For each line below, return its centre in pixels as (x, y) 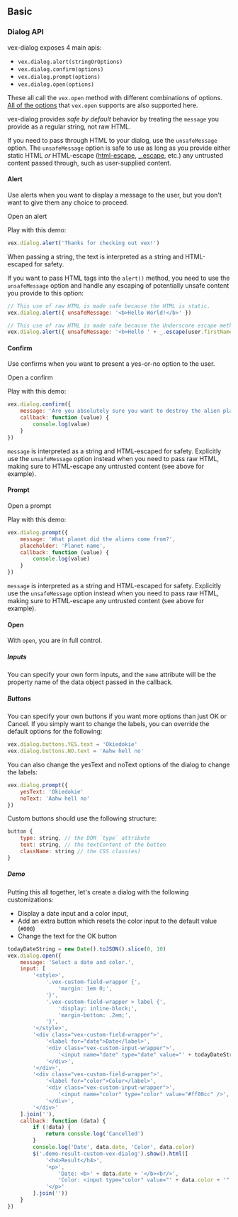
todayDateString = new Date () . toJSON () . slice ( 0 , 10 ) (87, 949)
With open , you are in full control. (55, 640)
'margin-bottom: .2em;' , (95, 1015)
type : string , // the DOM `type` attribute (85, 838)
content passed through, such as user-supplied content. (89, 163)
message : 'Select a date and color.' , (77, 962)
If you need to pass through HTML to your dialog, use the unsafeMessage (112, 140)
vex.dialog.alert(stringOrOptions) (70, 62)
